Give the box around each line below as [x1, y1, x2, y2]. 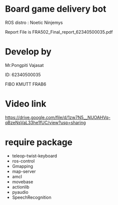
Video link [5, 99, 47, 109]
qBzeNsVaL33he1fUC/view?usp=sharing [5, 120, 86, 125]
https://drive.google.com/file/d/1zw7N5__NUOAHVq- [5, 114, 111, 120]
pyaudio [12, 189, 29, 195]
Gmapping [12, 163, 33, 169]
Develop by [5, 46, 52, 57]
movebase [12, 179, 34, 184]
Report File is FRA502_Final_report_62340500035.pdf [5, 29, 113, 35]
